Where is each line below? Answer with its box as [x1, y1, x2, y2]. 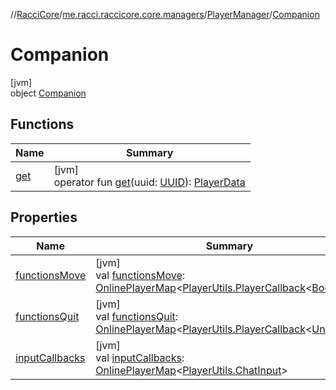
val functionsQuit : [95, 309, 179, 323]
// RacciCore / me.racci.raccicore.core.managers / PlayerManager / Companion [10, 9, 320, 20]
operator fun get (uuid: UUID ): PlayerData [53, 175, 246, 189]
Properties [10, 209, 78, 226]
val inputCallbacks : [95, 350, 185, 364]
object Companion [10, 87, 87, 99]
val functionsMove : [95, 268, 186, 282]
